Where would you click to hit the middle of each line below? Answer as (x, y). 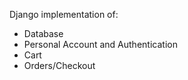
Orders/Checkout (59, 65)
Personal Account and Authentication (100, 44)
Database (43, 33)
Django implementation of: (64, 14)
